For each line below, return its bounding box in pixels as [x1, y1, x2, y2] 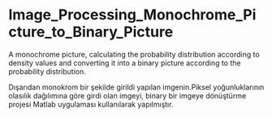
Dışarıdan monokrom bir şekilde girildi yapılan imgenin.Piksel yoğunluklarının [8, 82, 265, 92]
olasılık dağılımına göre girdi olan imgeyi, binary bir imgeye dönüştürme [8, 90, 247, 100]
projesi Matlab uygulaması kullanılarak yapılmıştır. [8, 99, 174, 109]
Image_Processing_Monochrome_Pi [8, 6, 257, 24]
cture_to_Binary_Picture [8, 23, 174, 41]
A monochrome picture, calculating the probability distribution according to [8, 49, 260, 59]
